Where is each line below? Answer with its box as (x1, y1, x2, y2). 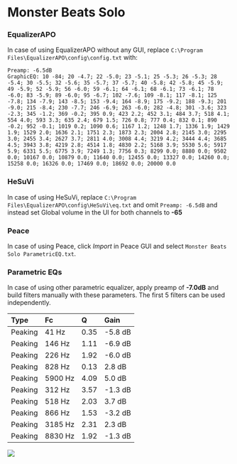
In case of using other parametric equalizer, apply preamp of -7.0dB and (7, 284, 219, 292)
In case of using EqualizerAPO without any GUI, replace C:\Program (7, 45, 204, 54)
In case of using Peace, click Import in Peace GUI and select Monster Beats (7, 242, 227, 251)
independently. (7, 298, 51, 307)
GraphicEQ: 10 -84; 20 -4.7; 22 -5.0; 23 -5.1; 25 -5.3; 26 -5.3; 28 (7, 73, 218, 80)
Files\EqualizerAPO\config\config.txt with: (7, 53, 138, 62)
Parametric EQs (7, 267, 62, 277)
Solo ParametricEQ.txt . (7, 249, 77, 258)
